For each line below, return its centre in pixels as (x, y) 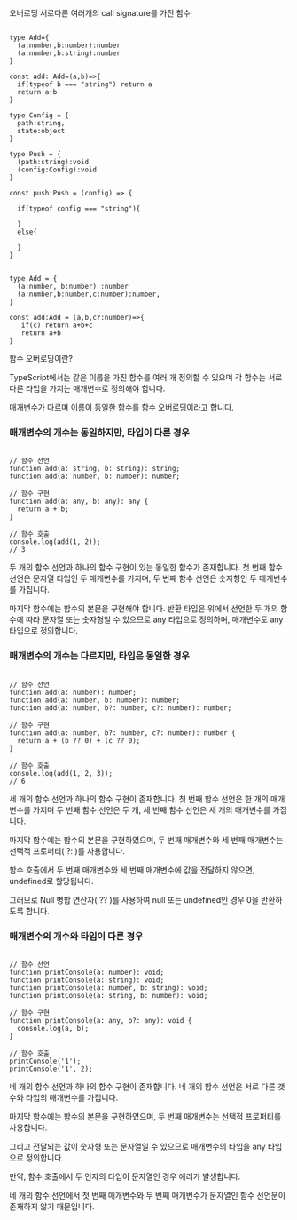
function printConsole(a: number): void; (87, 972)
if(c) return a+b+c (57, 325)
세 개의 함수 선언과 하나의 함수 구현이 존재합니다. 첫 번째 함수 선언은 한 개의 (139, 799)
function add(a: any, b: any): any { (79, 502)
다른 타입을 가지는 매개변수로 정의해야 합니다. (87, 388)
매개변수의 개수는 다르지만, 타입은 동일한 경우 (100, 656)
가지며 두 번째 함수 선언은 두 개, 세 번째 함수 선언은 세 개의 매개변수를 (152, 809)
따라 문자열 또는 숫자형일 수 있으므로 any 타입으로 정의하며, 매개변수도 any (154, 619)
